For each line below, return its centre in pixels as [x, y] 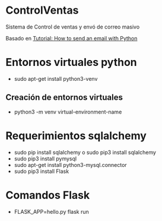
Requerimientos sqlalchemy [76, 136]
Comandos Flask [48, 195]
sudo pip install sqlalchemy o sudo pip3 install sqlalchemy [85, 152]
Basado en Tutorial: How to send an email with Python [72, 38]
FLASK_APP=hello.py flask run [52, 211]
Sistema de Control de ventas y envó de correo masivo [73, 27]
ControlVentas [42, 10]
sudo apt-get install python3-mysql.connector [70, 165]
